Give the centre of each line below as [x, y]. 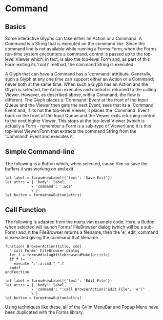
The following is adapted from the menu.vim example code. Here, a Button [80, 222]
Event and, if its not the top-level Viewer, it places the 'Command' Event [77, 110]
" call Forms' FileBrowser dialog [44, 250]
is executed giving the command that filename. [52, 237]
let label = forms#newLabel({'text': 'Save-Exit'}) [59, 178]
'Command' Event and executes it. [40, 136]
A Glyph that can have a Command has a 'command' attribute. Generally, [78, 74]
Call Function [26, 210]
